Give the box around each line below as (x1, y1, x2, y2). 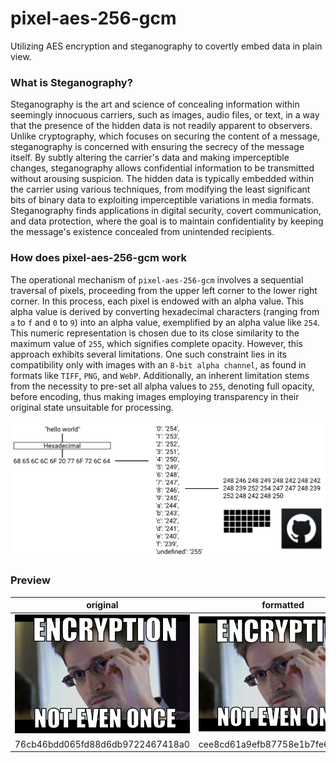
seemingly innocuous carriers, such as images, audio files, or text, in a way (10, 109, 320, 121)
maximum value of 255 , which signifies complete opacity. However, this (10, 337, 303, 349)
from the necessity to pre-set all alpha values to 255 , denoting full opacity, (10, 380, 315, 392)
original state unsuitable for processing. (10, 401, 174, 413)
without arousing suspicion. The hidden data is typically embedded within (10, 173, 314, 185)
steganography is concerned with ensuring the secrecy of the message (10, 141, 305, 153)
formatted (261, 599, 305, 611)
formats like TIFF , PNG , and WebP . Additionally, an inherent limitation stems (10, 369, 310, 381)
